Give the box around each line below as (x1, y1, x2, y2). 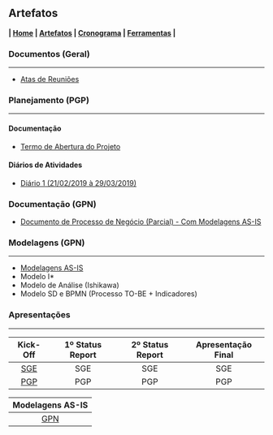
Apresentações (8, 309, 71, 321)
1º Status (64, 338, 102, 350)
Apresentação (195, 338, 252, 350)
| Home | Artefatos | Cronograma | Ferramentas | (8, 28, 176, 37)
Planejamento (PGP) (8, 95, 89, 106)
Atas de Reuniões (19, 75, 80, 84)
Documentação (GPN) (8, 198, 97, 209)
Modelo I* (19, 272, 55, 282)
